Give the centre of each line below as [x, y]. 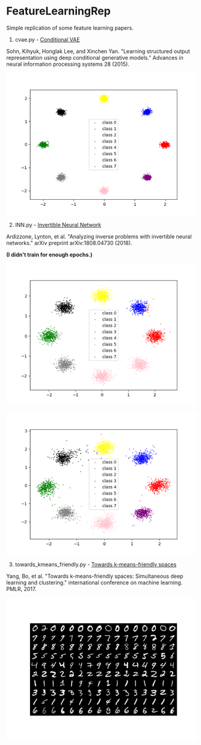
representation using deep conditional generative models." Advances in [95, 57]
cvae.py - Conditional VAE [47, 39]
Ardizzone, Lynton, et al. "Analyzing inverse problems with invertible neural [99, 236]
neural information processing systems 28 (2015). [68, 64]
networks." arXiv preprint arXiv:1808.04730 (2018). [69, 243]
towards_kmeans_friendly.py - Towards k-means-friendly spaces [96, 564]
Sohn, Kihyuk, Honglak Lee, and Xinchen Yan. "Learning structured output [98, 51]
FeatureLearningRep [59, 11]
